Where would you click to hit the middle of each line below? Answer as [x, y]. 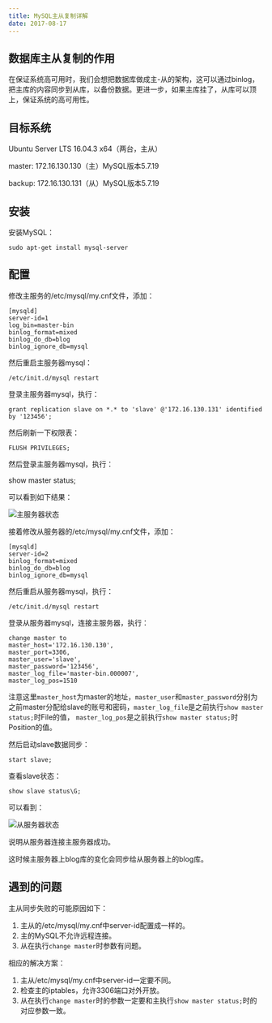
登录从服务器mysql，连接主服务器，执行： [79, 622]
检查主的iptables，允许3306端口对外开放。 [92, 990]
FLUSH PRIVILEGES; [39, 448]
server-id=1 [28, 318]
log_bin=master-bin [41, 325]
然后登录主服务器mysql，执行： [61, 464]
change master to [38, 638]
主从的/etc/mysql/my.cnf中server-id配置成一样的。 [105, 925]
